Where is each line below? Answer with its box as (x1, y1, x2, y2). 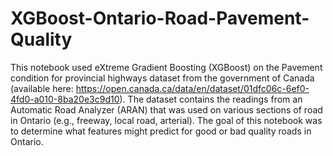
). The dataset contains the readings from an (119, 93, 303, 105)
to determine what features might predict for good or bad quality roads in (10, 125, 312, 137)
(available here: (10, 82, 74, 94)
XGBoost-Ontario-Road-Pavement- (10, 7, 310, 30)
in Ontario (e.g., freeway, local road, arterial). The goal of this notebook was (10, 114, 323, 126)
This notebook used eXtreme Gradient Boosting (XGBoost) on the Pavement (10, 61, 323, 73)
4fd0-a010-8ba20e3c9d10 (10, 93, 120, 105)
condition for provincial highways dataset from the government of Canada (10, 72, 315, 84)
